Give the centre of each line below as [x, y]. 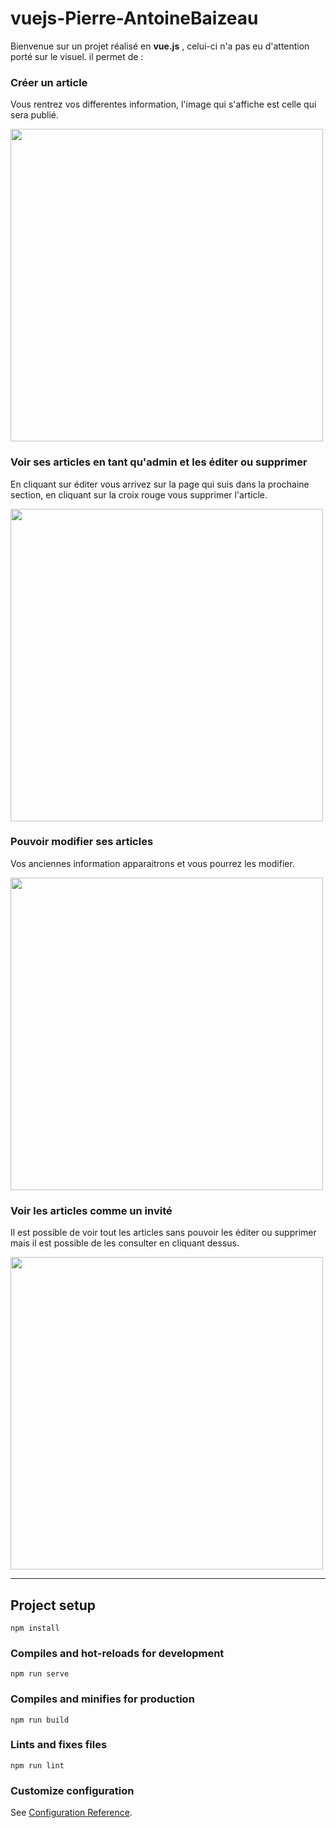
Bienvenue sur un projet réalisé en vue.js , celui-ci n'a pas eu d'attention [160, 46]
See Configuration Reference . [71, 1813]
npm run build [40, 1720]
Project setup [53, 1605]
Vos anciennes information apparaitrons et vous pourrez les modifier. [152, 863]
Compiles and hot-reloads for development [117, 1653]
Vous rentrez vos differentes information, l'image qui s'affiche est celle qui [163, 104]
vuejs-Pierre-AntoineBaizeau [134, 18]
